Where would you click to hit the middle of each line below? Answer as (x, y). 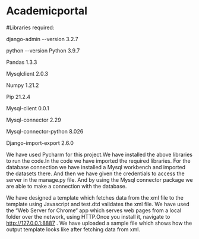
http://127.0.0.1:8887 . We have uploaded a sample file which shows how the (99, 223)
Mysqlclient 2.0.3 (27, 73)
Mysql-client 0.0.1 (28, 108)
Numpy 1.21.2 (23, 85)
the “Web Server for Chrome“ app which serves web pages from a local (94, 210)
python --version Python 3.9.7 (43, 50)
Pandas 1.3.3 (22, 62)
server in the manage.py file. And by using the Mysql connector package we (99, 179)
